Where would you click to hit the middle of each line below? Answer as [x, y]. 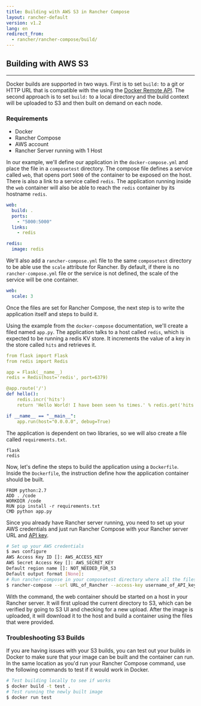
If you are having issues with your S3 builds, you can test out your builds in [99, 650]
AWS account [32, 144]
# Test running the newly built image [54, 692]
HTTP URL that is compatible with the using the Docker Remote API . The [95, 90]
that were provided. [31, 622]
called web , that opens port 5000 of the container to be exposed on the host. [99, 175]
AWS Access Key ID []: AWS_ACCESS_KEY [54, 557]
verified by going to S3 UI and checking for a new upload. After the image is [100, 609]
